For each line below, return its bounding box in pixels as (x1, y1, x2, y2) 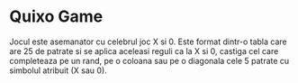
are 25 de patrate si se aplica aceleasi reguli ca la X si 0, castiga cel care (9, 45, 279, 56)
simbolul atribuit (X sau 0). (9, 65, 108, 76)
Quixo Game (9, 6, 104, 27)
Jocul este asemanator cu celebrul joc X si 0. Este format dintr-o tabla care (9, 36, 287, 47)
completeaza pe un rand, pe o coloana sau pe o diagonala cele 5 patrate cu (9, 55, 290, 66)
